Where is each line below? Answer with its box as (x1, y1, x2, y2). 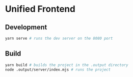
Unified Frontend (5, 3, 76, 15)
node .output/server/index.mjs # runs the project (5, 67, 111, 72)
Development (5, 23, 48, 31)
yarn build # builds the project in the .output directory (5, 62, 129, 67)
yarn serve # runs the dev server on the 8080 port (5, 36, 113, 41)
